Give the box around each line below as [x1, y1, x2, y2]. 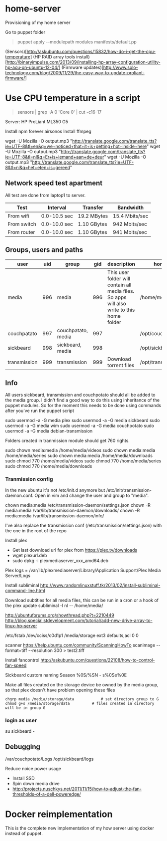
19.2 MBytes [78, 212, 108, 219]
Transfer [82, 204, 103, 211]
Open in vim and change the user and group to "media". [34, 492, 149, 498]
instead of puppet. [5, 830, 43, 836]
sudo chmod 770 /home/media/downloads [5, 463, 92, 469]
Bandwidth [117, 204, 144, 211]
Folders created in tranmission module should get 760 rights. [5, 437, 130, 444]
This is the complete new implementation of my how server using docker [5, 825, 154, 831]
